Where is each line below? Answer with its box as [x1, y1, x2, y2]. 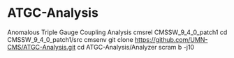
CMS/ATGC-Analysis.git [7, 43, 76, 51]
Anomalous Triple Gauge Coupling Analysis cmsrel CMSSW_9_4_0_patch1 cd [7, 28, 228, 36]
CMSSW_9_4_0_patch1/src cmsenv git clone [7, 35, 134, 43]
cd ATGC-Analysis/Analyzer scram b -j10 [77, 43, 194, 51]
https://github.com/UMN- [135, 35, 208, 43]
